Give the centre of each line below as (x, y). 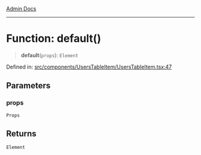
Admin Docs (21, 9)
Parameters (28, 86)
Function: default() (54, 39)
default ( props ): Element (50, 55)
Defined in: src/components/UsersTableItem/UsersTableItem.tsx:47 (89, 67)
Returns (22, 134)
